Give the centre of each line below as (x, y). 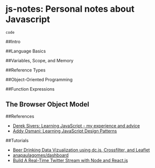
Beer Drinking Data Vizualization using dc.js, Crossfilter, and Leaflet (81, 150)
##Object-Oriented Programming (39, 79)
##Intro (13, 41)
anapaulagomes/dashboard (41, 155)
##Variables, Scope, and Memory (40, 60)
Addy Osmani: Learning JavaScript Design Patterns (65, 131)
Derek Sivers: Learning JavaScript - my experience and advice (76, 125)
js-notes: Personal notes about (70, 9)
